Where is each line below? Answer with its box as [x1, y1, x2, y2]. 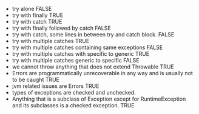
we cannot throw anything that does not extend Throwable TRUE [12, 63, 174, 70]
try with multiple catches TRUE [12, 38, 90, 44]
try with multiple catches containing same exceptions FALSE [12, 44, 163, 51]
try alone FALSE [12, 5, 52, 12]
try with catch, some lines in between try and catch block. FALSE [12, 31, 175, 38]
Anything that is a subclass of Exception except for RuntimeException [12, 95, 186, 102]
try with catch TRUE [12, 18, 62, 25]
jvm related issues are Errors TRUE [12, 82, 99, 90]
